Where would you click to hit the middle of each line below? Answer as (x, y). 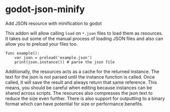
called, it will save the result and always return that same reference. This (81, 82)
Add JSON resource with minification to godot (53, 23)
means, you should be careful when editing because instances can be (79, 88)
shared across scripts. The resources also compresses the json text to (79, 93)
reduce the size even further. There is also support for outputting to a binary (85, 98)
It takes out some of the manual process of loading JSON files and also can (84, 39)
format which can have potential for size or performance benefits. (74, 104)
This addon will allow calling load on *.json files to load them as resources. (84, 33)
